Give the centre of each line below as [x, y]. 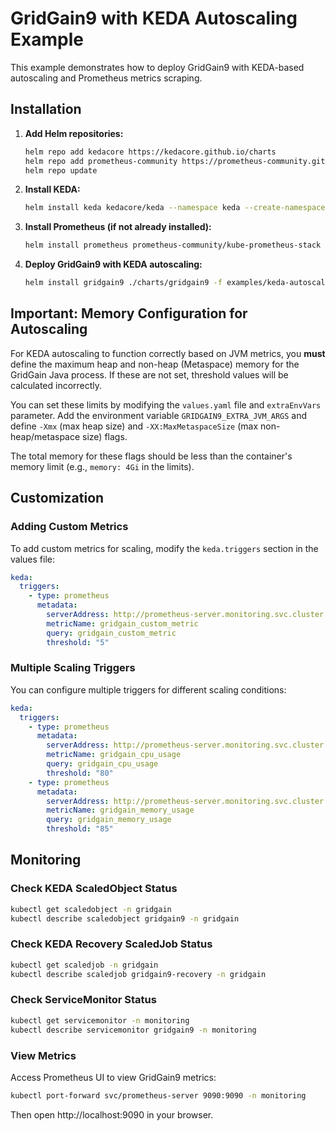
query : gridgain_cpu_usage [102, 764]
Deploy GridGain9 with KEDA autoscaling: [113, 264]
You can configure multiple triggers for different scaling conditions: [148, 689]
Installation [46, 109]
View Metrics [43, 1055]
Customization [57, 498]
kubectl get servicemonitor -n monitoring [100, 1020]
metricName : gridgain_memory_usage [120, 810]
